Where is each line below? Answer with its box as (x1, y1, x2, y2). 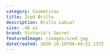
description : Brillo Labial (6, 19, 75, 25)
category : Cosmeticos (6, 8, 59, 15)
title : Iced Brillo (6, 14, 54, 20)
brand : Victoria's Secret (6, 30, 69, 36)
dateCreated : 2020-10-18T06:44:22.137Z (6, 41, 104, 47)
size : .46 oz (6, 24, 38, 31)
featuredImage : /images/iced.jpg (6, 36, 88, 41)
